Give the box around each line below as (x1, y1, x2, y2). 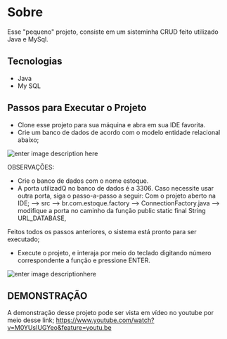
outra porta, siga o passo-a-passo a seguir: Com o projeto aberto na (17, 191, 216, 200)
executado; (7, 235, 40, 243)
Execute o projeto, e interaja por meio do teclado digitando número (17, 248, 212, 257)
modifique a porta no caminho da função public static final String (17, 206, 206, 215)
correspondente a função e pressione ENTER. (17, 256, 151, 264)
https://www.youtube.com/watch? (56, 316, 155, 324)
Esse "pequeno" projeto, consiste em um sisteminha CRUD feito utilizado (7, 27, 219, 36)
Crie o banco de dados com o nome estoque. (17, 177, 149, 185)
